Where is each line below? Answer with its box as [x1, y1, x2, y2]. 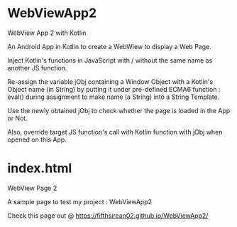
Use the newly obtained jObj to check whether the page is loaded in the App [7, 106, 231, 115]
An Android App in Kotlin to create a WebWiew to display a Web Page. [7, 42, 211, 51]
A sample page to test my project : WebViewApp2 [7, 197, 153, 206]
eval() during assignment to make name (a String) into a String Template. [7, 93, 220, 101]
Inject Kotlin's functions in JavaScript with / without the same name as [7, 56, 213, 65]
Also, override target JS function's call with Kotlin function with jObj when [7, 127, 223, 136]
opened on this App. [7, 135, 67, 144]
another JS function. [7, 63, 67, 72]
